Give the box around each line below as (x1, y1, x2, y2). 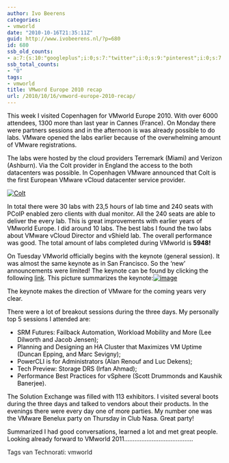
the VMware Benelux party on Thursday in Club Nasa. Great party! (7, 414, 194, 422)
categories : (7, 16, 41, 23)
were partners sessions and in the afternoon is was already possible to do (7, 126, 215, 134)
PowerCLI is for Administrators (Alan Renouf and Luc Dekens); (16, 358, 193, 365)
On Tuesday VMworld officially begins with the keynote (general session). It (7, 252, 220, 260)
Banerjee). (16, 379, 46, 387)
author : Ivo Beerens (7, 10, 66, 17)
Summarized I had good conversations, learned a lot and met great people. (7, 427, 218, 436)
